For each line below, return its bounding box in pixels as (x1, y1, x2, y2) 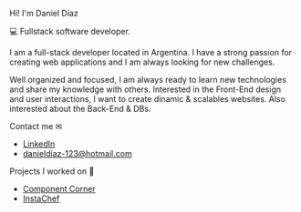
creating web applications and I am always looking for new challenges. (9, 56, 275, 67)
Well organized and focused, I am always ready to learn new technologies (9, 75, 287, 85)
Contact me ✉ (9, 121, 63, 131)
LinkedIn (22, 138, 56, 149)
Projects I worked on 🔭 (9, 166, 95, 177)
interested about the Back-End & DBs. (9, 104, 151, 114)
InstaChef (22, 193, 60, 204)
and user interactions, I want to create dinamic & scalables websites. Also (9, 94, 285, 104)
